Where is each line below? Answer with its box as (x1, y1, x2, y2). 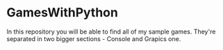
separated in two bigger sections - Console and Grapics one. (6, 34, 181, 42)
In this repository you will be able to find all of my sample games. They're (6, 27, 216, 36)
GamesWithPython (6, 5, 119, 21)
